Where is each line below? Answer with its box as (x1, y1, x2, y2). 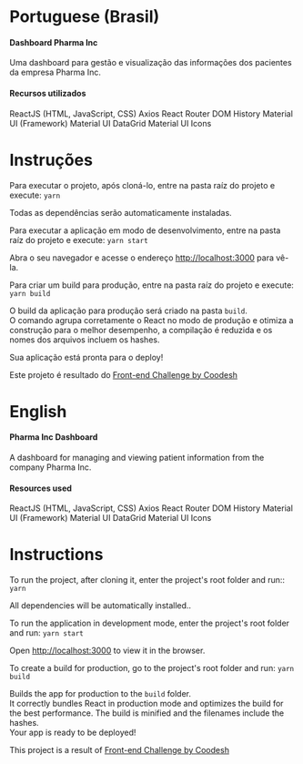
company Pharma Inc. (9, 462, 92, 473)
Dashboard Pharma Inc (9, 36, 98, 47)
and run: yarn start (9, 627, 85, 638)
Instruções (9, 149, 94, 170)
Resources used (9, 483, 73, 494)
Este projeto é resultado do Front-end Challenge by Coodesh (9, 369, 238, 380)
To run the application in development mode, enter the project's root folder (9, 617, 289, 629)
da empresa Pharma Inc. (9, 66, 102, 78)
